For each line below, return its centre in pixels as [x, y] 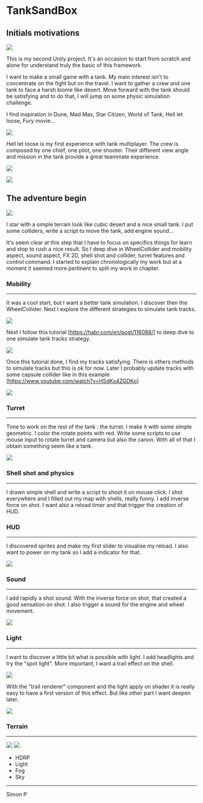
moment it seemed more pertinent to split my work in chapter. [83, 268]
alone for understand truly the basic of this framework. [74, 65]
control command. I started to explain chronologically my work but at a [94, 261]
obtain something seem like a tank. [50, 446]
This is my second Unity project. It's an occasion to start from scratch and [98, 59]
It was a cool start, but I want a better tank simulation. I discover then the [97, 303]
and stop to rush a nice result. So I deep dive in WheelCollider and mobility [99, 249]
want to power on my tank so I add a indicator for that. [74, 552]
